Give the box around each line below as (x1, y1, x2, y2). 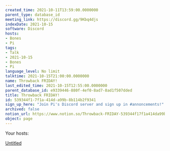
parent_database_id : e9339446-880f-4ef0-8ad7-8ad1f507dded (5, 87, 133, 93)
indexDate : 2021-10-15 (5, 21, 53, 27)
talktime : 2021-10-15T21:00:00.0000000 (5, 74, 90, 79)
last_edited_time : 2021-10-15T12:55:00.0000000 (5, 83, 108, 88)
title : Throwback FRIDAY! (5, 93, 60, 98)
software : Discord (5, 26, 44, 32)
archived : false (5, 107, 39, 112)
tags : (5, 45, 17, 50)
